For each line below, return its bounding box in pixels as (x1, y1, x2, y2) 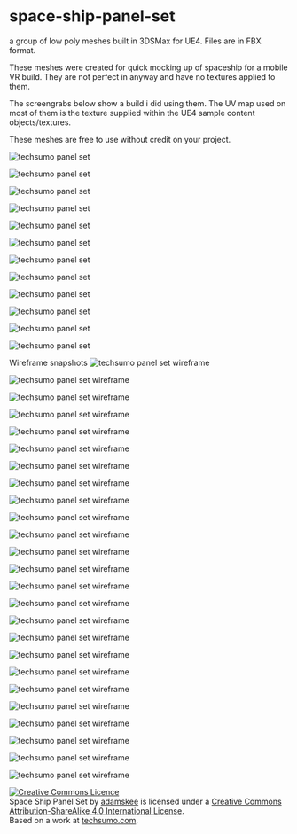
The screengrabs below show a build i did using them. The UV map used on (9, 97, 286, 108)
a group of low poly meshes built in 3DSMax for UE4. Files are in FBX (9, 35, 262, 46)
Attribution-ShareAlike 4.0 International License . (9, 805, 184, 816)
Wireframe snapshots (9, 357, 89, 368)
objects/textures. (9, 117, 72, 128)
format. (9, 44, 36, 55)
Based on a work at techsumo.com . (9, 815, 139, 825)
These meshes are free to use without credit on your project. (9, 134, 231, 144)
